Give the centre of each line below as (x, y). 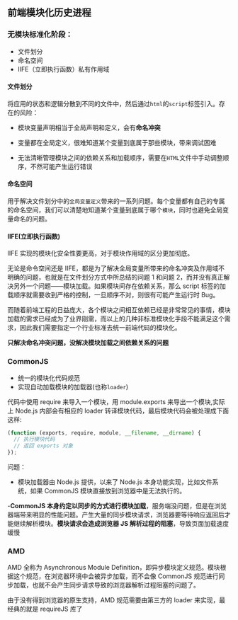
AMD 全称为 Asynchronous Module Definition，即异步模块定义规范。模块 (114, 568)
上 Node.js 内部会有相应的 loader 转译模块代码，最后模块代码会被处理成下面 (118, 411)
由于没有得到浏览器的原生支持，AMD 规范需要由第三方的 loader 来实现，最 (117, 600)
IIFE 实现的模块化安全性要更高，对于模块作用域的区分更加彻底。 (101, 253)
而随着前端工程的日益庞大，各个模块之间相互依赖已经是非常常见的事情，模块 (119, 310)
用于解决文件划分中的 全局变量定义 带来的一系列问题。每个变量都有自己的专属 (116, 201)
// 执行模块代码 (34, 440)
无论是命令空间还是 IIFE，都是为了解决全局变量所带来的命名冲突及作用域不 (116, 268)
